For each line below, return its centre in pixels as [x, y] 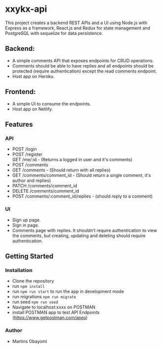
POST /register [27, 154]
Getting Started [29, 256]
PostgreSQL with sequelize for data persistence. [54, 33]
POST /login [24, 149]
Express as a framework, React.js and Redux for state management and [78, 28]
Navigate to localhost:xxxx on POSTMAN [54, 307]
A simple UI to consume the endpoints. [51, 104]
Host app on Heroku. [33, 76]
